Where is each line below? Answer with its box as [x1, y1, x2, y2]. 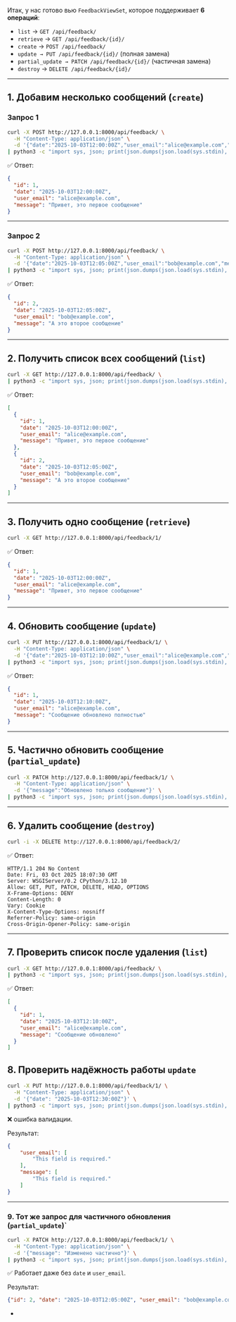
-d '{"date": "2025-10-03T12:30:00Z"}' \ [13, 1095, 137, 1102]
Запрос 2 [7, 231, 41, 241]
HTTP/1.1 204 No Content [7, 865, 80, 872]
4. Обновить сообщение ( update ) [7, 620, 157, 632]
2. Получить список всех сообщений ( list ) [7, 352, 206, 364]
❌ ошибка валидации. [7, 1115, 72, 1123]
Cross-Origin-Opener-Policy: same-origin [7, 920, 131, 927]
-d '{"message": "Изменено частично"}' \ [13, 1249, 137, 1256]
